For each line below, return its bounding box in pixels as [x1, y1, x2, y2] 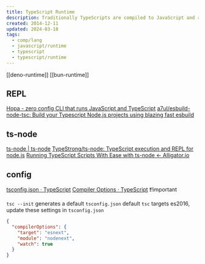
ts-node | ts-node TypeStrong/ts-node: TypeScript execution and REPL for [6, 145, 194, 152]
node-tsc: [6, 111, 31, 119]
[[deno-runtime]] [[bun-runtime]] [6, 71, 90, 78]
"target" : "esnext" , [17, 229, 70, 235]
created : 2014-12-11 [6, 20, 59, 26]
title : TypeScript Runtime [6, 9, 75, 15]
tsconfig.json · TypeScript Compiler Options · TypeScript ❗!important [6, 186, 178, 193]
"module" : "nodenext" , [17, 235, 75, 241]
